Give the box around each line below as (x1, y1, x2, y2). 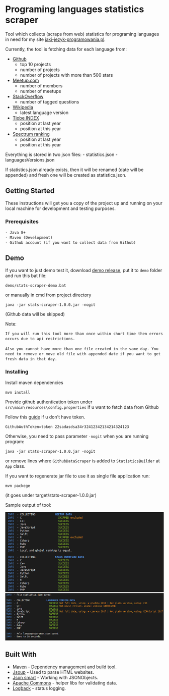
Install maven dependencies (5, 380, 64, 386)
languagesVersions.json (5, 156, 55, 163)
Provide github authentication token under (5, 399, 93, 405)
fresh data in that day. (5, 356, 57, 361)
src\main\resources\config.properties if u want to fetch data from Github (5, 404, 159, 410)
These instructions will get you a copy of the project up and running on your (5, 200, 162, 206)
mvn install (5, 390, 30, 395)
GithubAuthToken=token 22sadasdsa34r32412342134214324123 (5, 424, 129, 430)
